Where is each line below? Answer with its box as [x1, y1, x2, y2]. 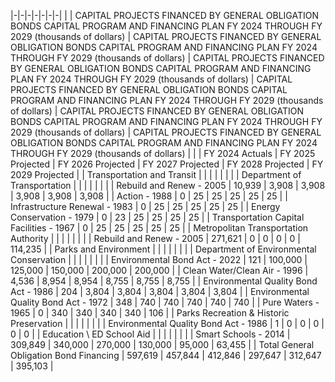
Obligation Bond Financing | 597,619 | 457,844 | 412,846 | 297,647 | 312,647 [10, 350, 322, 361]
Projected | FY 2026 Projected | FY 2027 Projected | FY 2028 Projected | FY [10, 158, 324, 170]
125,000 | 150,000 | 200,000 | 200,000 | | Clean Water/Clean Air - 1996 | [10, 265, 309, 276]
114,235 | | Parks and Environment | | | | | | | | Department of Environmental [10, 243, 317, 255]
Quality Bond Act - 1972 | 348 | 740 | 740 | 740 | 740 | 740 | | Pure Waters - [10, 296, 320, 308]
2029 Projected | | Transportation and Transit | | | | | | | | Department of [10, 169, 302, 180]
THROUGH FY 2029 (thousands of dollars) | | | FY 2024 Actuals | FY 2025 [10, 148, 316, 159]
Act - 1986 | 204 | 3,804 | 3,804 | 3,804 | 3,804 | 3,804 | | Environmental [10, 286, 310, 297]
